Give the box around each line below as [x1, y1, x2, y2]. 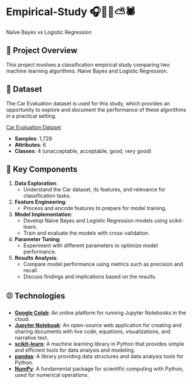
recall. [23, 267, 39, 274]
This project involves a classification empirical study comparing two [6, 61, 170, 68]
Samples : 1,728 [14, 135, 53, 142]
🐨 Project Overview [6, 46, 78, 56]
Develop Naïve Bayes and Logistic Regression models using [23, 217, 168, 224]
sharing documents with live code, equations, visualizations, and [14, 328, 171, 335]
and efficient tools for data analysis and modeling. [14, 347, 136, 354]
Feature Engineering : [14, 198, 67, 205]
